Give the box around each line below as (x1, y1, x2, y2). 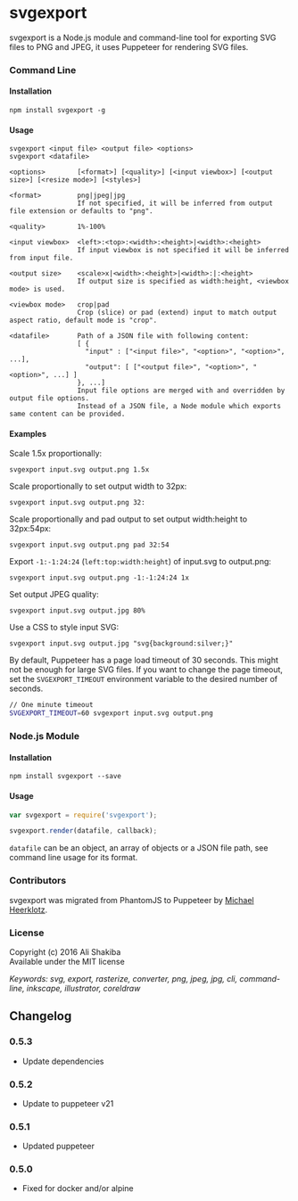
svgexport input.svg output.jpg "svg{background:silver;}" (9, 639, 234, 648)
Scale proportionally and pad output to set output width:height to (9, 514, 248, 524)
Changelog (9, 1008, 72, 1024)
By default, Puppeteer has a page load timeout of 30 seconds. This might (9, 654, 279, 666)
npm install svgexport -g (9, 106, 105, 115)
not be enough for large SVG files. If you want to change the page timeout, (9, 664, 284, 675)
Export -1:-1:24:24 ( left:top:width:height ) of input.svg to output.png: (9, 556, 272, 567)
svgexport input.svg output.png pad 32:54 (9, 540, 170, 550)
